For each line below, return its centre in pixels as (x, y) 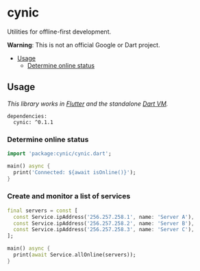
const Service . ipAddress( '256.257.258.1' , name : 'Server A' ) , (104, 217)
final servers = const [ (42, 211)
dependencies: (27, 116)
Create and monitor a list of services (69, 196)
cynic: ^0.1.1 (33, 122)
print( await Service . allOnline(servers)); (75, 255)
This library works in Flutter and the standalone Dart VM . (88, 104)
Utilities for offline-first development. (59, 32)
